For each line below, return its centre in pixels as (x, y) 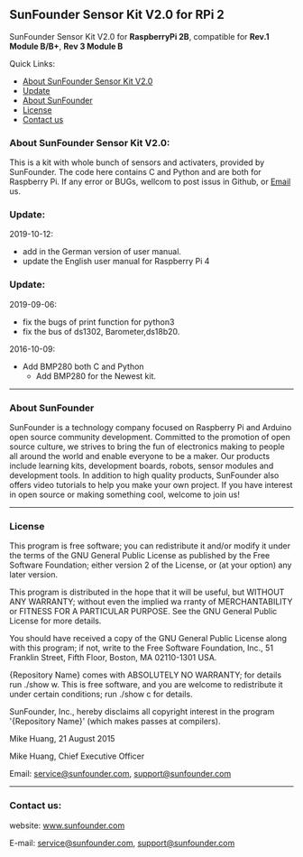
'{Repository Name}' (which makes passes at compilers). (115, 722)
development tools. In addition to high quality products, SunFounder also (144, 475)
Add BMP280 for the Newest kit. (96, 376)
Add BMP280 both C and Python (83, 366)
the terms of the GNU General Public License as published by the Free (140, 556)
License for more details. (55, 621)
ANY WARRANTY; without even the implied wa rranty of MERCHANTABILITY (151, 602)
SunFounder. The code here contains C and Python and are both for (135, 172)
